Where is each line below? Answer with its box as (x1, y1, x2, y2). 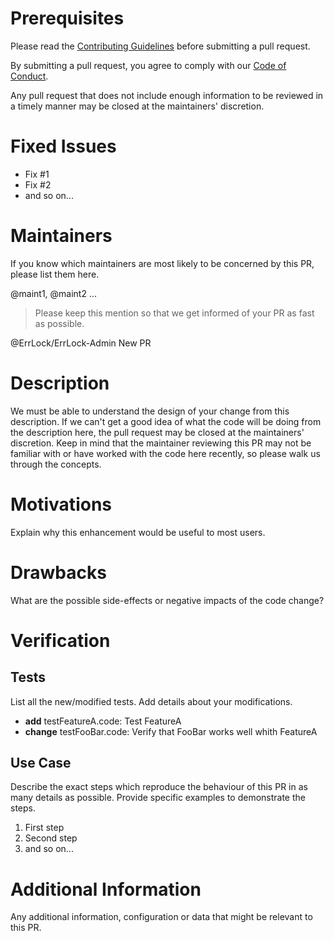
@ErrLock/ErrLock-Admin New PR (10, 337, 152, 349)
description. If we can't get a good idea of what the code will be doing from (10, 415, 322, 427)
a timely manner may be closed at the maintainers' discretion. (10, 100, 265, 112)
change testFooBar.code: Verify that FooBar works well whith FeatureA (24, 725, 318, 737)
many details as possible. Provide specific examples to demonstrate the (10, 792, 306, 804)
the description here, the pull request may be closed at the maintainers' (10, 426, 305, 438)
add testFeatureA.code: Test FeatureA (24, 715, 182, 727)
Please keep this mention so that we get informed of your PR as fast (34, 307, 315, 319)
